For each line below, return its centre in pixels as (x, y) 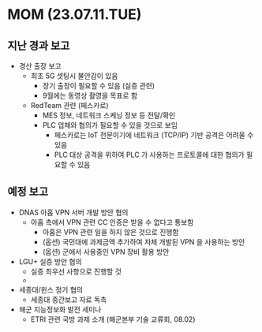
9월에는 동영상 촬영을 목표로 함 (90, 95)
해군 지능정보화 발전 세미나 (60, 309)
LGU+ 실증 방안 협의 (50, 261)
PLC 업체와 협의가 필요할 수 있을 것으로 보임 (110, 125)
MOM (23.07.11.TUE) (75, 15)
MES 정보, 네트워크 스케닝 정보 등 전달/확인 (109, 115)
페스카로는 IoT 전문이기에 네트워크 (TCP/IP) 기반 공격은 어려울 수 (154, 135)
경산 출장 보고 (40, 66)
